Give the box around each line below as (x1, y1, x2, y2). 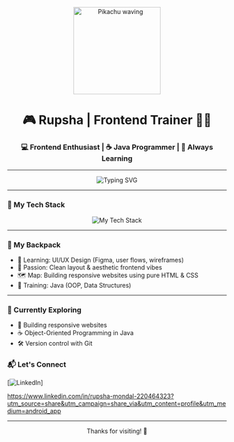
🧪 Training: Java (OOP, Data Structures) (17, 281, 132, 290)
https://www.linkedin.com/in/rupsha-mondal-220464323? (7, 392, 174, 400)
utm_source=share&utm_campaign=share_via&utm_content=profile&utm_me (7, 399, 226, 408)
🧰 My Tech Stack (7, 200, 65, 209)
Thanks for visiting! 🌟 (86, 427, 148, 435)
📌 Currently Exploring (7, 305, 82, 314)
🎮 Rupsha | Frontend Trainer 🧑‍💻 (22, 112, 212, 128)
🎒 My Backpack (7, 240, 61, 249)
